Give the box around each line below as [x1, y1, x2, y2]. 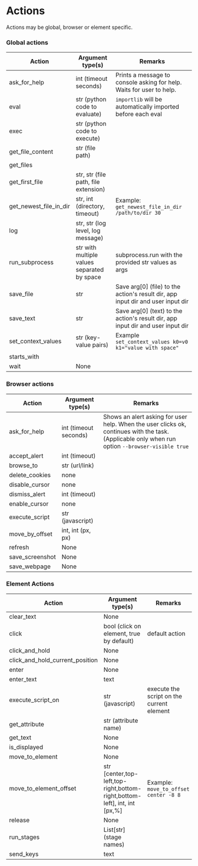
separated [75, 265, 104, 274]
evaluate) [75, 110, 102, 119]
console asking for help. [115, 78, 182, 87]
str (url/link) [61, 461, 94, 470]
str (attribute [103, 716, 138, 724]
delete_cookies [9, 471, 51, 479]
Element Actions [6, 580, 55, 588]
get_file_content [9, 147, 54, 156]
